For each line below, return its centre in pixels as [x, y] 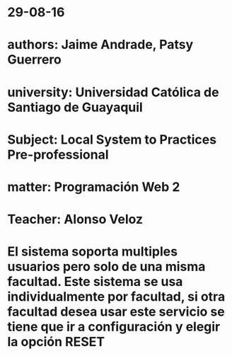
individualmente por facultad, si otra [116, 297]
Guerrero [35, 60]
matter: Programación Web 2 [94, 186]
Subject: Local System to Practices [112, 139]
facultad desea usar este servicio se [116, 312]
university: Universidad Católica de [113, 92]
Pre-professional [58, 155]
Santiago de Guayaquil [75, 107]
